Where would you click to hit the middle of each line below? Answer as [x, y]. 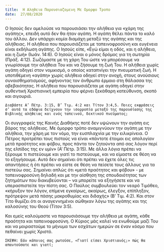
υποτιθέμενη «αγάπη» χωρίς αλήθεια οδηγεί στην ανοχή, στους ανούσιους [82, 75]
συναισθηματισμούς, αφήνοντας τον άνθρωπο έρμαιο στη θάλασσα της [79, 80]
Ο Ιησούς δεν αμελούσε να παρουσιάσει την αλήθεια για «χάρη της [75, 28]
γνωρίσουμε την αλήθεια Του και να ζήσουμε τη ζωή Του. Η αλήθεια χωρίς [82, 65]
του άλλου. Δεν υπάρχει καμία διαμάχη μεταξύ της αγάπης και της [74, 39]
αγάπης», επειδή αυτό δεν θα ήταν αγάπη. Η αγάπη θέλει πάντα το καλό [80, 33]
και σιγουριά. [19, 96]
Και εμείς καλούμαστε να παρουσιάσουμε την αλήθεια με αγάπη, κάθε [78, 216]
